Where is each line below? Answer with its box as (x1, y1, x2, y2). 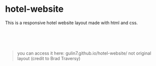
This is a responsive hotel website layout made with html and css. (5, 20, 138, 26)
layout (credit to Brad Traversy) (17, 55, 81, 61)
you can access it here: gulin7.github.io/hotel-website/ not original (17, 50, 152, 56)
